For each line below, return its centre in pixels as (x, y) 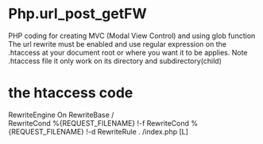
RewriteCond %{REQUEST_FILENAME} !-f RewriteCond (99, 123)
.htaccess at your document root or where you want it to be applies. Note (128, 52)
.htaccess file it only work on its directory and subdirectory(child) (115, 61)
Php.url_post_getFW (77, 14)
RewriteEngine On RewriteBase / (61, 115)
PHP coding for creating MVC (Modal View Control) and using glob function (132, 36)
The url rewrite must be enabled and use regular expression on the (117, 44)
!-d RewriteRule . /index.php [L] (137, 131)
